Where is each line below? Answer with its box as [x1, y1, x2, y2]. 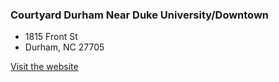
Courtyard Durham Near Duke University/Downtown [10, 8, 270, 22]
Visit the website [10, 61, 79, 73]
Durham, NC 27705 [24, 41, 105, 53]
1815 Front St [24, 31, 78, 43]
